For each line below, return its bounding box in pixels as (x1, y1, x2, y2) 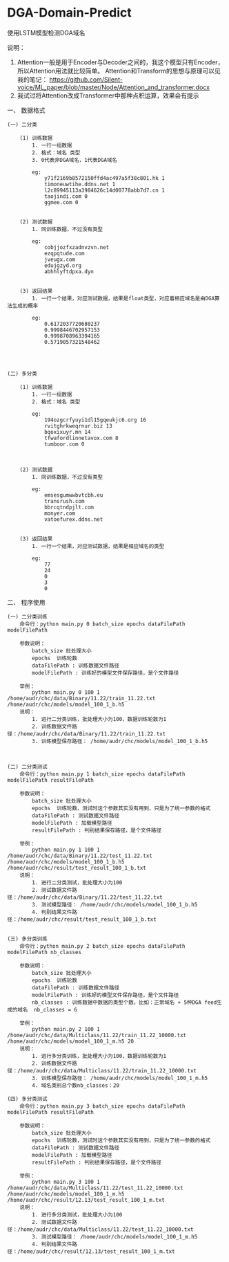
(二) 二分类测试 (7, 763, 48, 770)
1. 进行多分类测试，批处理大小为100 (32, 1211, 123, 1218)
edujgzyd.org (43, 262, 81, 269)
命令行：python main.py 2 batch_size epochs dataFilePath (19, 942, 186, 949)
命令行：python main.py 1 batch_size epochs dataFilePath (19, 770, 186, 778)
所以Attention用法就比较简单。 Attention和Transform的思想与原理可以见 (17, 66, 221, 75)
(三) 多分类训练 (7, 935, 48, 942)
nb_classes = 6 (33, 1006, 78, 1013)
